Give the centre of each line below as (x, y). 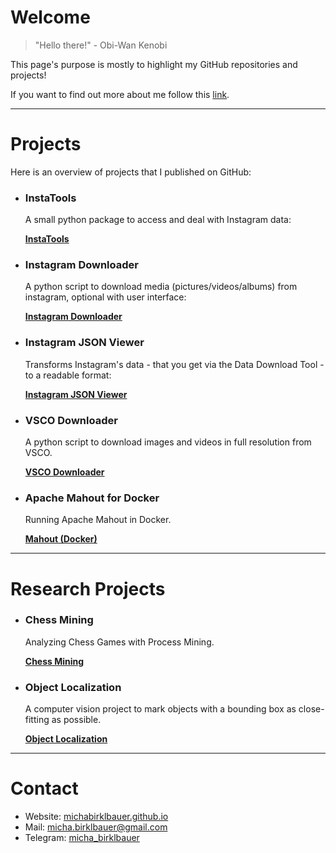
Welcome (50, 17)
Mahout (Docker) (61, 539)
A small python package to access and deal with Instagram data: (158, 220)
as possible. (76, 720)
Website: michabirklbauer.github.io (96, 817)
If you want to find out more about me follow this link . (120, 94)
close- (311, 709)
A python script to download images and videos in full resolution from (168, 442)
